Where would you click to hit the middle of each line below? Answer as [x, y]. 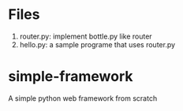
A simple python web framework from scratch [83, 98]
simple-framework [71, 77]
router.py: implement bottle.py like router [86, 36]
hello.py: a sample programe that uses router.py [97, 44]
